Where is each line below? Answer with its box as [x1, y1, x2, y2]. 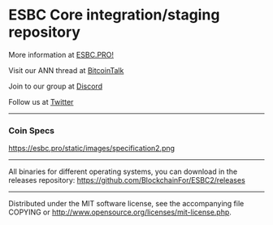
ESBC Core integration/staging [8, 6, 220, 24]
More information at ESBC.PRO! [8, 50, 115, 59]
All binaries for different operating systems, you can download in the [8, 167, 238, 176]
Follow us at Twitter [8, 97, 74, 106]
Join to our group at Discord [8, 81, 103, 91]
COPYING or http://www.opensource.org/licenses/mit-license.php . [8, 207, 232, 217]
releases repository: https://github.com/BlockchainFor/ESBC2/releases [8, 175, 245, 185]
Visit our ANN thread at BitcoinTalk [8, 65, 124, 75]
